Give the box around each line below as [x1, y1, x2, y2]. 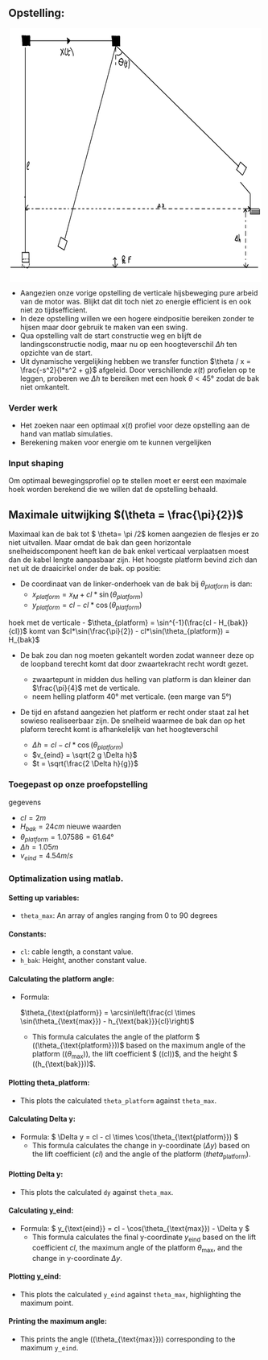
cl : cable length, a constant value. [19, 947, 134, 957]
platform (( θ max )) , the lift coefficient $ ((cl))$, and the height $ [31, 1048, 238, 1060]
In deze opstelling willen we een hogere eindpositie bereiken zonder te [19, 313, 255, 323]
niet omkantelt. [19, 382, 70, 391]
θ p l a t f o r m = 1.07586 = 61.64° [19, 832, 114, 844]
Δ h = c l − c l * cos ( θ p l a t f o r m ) [31, 740, 124, 751]
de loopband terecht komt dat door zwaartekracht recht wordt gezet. [19, 659, 249, 668]
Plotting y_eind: [8, 1271, 62, 1281]
